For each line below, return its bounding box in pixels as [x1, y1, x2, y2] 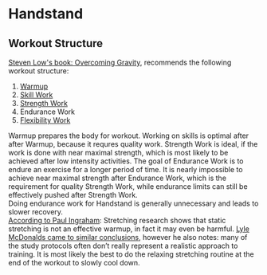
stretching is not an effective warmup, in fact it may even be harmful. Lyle [8, 224, 249, 234]
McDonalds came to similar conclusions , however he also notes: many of [8, 233, 248, 242]
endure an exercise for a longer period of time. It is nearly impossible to [8, 165, 243, 174]
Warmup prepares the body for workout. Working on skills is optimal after [8, 131, 249, 140]
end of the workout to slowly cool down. [8, 258, 141, 267]
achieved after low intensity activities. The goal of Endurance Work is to [8, 156, 244, 166]
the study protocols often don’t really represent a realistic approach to [8, 241, 238, 250]
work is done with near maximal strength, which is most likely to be [8, 148, 229, 157]
